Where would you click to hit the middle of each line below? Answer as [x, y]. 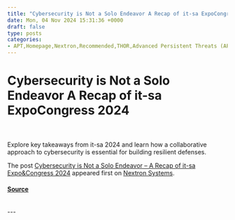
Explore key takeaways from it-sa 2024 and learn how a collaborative [107, 145]
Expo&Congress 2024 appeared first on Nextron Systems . [91, 173]
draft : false [26, 27]
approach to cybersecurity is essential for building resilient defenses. [107, 152]
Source [18, 189]
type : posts [24, 33]
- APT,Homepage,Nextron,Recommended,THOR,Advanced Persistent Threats [112, 46]
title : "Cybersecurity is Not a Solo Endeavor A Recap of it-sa [103, 14]
